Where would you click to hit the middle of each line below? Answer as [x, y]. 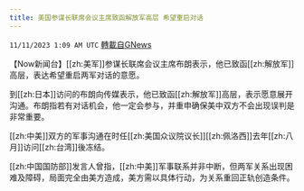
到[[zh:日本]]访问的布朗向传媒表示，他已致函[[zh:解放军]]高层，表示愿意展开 [151, 94]
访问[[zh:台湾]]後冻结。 [66, 147]
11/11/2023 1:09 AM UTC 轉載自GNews [81, 44]
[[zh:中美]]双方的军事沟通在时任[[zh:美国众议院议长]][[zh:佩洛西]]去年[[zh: [147, 135]
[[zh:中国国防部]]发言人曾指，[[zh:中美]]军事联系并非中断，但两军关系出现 [147, 166]
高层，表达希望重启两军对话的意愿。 [77, 75]
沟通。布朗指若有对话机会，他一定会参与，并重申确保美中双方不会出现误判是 [152, 105]
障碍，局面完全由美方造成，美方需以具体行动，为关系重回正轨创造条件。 [160, 177]
